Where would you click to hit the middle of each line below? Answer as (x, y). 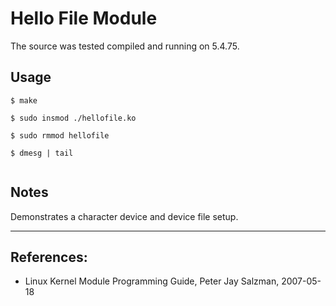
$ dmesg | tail (42, 153)
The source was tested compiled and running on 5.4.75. (125, 46)
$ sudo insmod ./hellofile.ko (73, 118)
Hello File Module (84, 18)
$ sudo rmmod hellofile (60, 135)
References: (49, 257)
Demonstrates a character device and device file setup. (124, 216)
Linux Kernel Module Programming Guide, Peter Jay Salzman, (152, 281)
